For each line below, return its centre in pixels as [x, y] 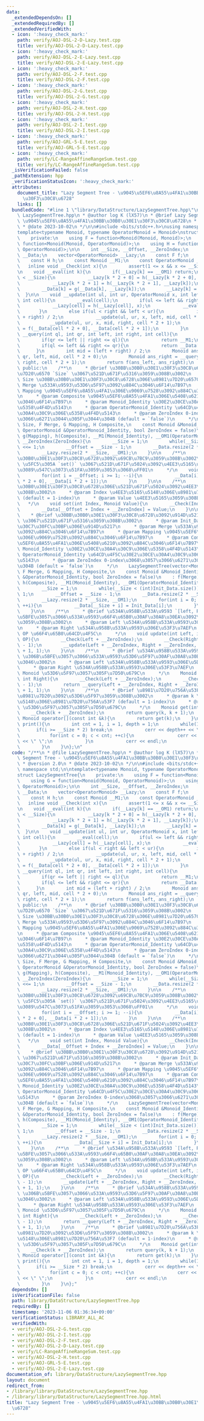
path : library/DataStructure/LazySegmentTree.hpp [76, 1301]
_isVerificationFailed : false [50, 170]
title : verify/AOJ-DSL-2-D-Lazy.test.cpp [70, 46]
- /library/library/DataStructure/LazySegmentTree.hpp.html [84, 1397]
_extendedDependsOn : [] [42, 18]
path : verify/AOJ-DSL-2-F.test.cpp [62, 74]
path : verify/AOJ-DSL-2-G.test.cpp [62, 91]
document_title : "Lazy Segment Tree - [66, 193]
